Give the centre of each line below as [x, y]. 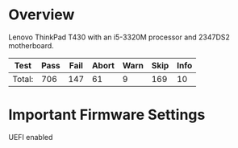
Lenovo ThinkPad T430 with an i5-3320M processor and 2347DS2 [119, 37]
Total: [23, 79]
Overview [42, 15]
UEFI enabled [31, 137]
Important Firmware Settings [107, 115]
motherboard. [31, 45]
